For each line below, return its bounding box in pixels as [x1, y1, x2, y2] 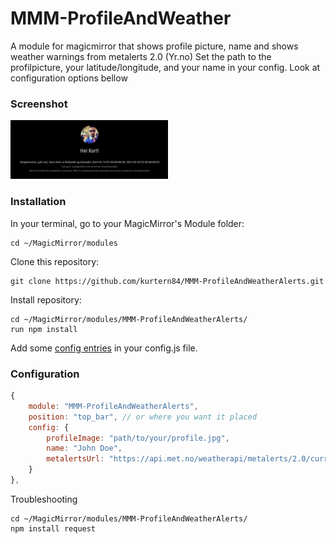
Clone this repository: [10, 255, 100, 267]
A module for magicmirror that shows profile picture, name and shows [10, 40, 299, 52]
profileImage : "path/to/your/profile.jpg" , [46, 433, 230, 443]
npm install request [10, 523, 97, 534]
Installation [10, 195, 67, 209]
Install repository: [10, 293, 82, 306]
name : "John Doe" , [46, 443, 123, 454]
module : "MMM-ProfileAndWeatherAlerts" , [28, 401, 199, 411]
